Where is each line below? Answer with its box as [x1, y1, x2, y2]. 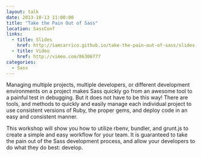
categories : [6, 59, 36, 65]
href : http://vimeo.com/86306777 [17, 54, 101, 60]
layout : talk [6, 8, 39, 15]
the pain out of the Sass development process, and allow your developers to [6, 138, 196, 145]
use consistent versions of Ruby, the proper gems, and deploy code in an [6, 106, 188, 114]
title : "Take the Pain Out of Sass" [6, 20, 98, 26]
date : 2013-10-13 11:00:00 [6, 14, 74, 20]
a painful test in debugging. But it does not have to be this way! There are [6, 94, 188, 101]
